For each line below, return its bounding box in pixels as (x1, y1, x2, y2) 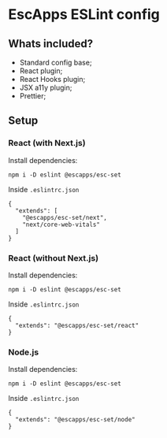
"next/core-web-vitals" (22, 221, 101, 228)
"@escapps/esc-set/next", (22, 213, 108, 221)
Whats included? (8, 37, 93, 50)
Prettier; (19, 91, 46, 100)
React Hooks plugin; (19, 75, 86, 84)
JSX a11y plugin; (19, 83, 72, 92)
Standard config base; (19, 58, 92, 67)
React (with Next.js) (8, 138, 86, 149)
